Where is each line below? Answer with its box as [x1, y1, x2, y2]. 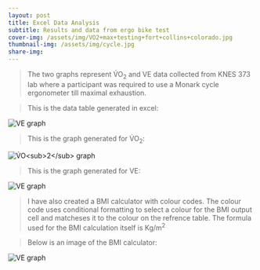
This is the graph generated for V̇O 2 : [27, 133, 145, 145]
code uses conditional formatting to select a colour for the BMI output [27, 205, 252, 214]
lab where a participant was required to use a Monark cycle [27, 79, 219, 89]
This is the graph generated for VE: [27, 166, 141, 175]
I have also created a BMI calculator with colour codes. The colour [27, 196, 241, 206]
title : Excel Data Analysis [8, 19, 100, 27]
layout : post [8, 11, 51, 20]
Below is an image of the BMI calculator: [27, 238, 158, 247]
